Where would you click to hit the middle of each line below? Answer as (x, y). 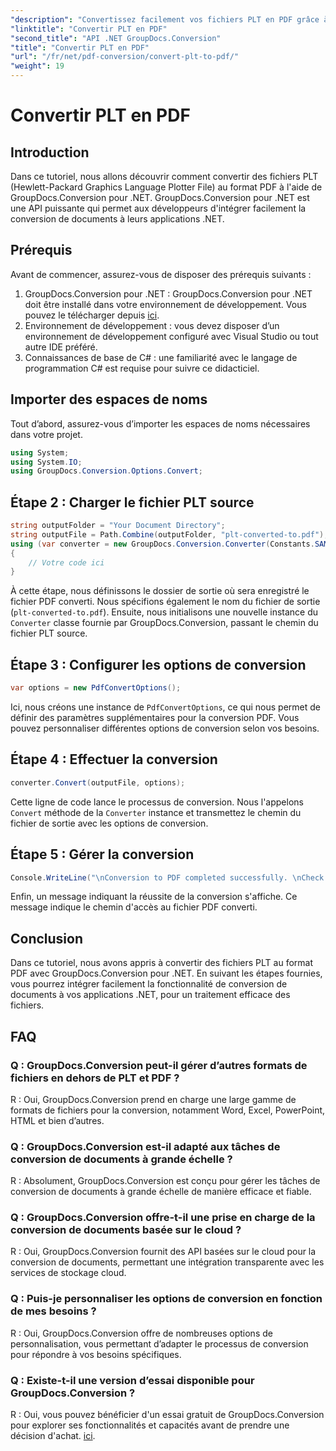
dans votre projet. (46, 434)
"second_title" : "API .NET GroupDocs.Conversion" (116, 38)
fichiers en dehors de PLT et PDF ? (95, 1078)
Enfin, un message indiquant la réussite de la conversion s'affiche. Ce (154, 897)
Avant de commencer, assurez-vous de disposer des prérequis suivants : (161, 274)
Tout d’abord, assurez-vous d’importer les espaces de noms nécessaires (160, 423)
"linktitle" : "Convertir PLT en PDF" (89, 29)
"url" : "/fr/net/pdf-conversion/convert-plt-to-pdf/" (125, 57)
